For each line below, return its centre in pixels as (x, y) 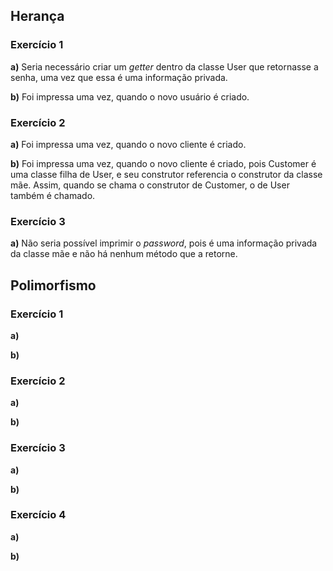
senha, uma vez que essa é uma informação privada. (119, 77)
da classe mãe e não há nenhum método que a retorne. (124, 254)
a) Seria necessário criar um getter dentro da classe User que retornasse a (164, 66)
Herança (37, 16)
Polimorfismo (53, 285)
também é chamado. (53, 195)
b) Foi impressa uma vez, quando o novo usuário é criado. (130, 96)
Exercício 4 (38, 515)
